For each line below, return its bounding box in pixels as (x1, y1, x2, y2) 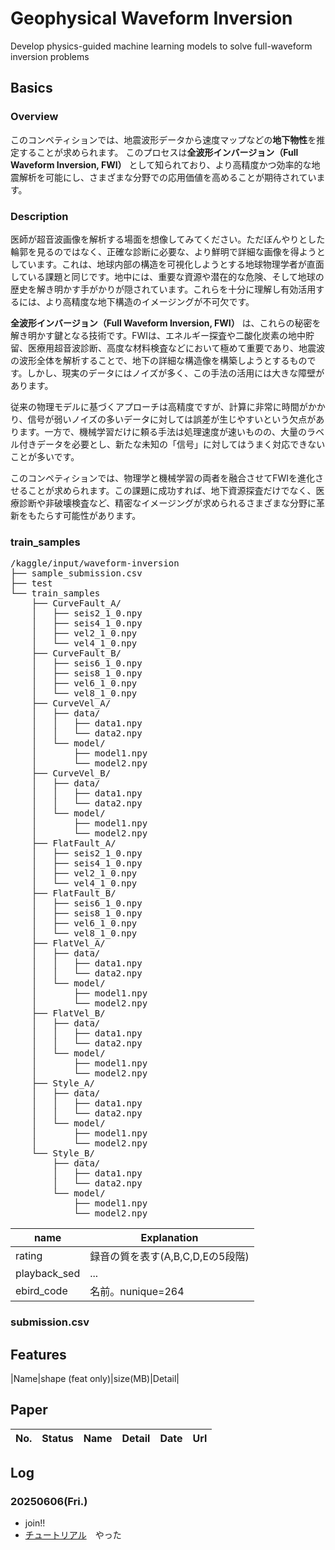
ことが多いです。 (10, 450, 80, 462)
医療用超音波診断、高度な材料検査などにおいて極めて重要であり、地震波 (27, 342, 325, 354)
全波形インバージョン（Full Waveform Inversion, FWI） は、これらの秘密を (10, 317, 322, 329)
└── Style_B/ (31, 1148, 95, 1159)
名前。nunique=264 (89, 1285, 185, 1299)
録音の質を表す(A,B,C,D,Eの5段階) (89, 1250, 250, 1264)
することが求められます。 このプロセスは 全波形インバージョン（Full (18, 146, 299, 158)
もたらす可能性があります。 (27, 509, 142, 521)
